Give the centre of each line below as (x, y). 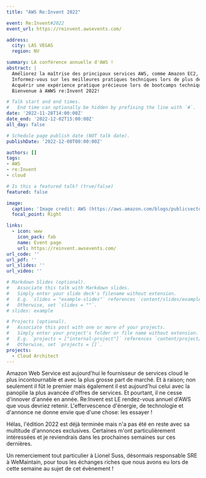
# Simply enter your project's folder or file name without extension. (103, 333)
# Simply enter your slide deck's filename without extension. (91, 294)
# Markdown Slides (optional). (46, 283)
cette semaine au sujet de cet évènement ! (60, 469)
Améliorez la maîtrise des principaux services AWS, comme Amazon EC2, (105, 74)
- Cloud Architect (36, 356)
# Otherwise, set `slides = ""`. (52, 305)
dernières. (19, 444)
